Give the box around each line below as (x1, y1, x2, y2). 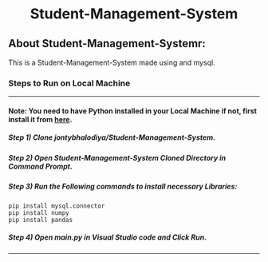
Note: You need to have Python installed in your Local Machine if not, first (8, 105, 258, 116)
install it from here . (8, 114, 73, 124)
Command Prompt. (8, 161, 73, 171)
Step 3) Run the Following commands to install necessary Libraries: (8, 181, 238, 192)
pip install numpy (8, 208, 69, 216)
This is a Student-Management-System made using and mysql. (8, 58, 215, 67)
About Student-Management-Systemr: (8, 37, 206, 50)
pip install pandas (8, 216, 73, 224)
